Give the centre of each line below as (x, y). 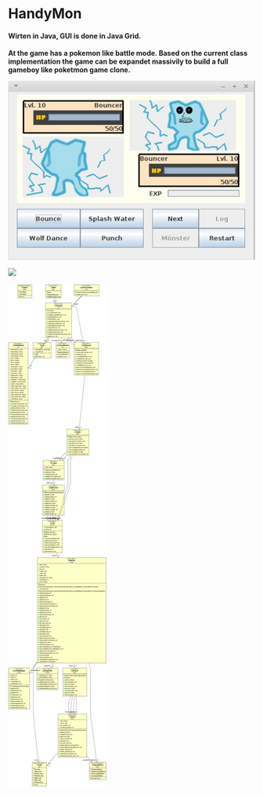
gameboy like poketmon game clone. (69, 70)
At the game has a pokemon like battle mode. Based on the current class (128, 53)
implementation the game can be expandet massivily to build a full (118, 62)
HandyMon (45, 14)
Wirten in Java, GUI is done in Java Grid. (75, 35)
